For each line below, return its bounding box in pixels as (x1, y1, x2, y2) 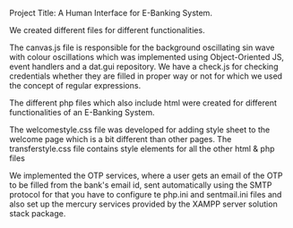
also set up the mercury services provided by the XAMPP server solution (9, 198, 278, 209)
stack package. (9, 208, 66, 218)
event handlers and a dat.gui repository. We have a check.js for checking (9, 62, 279, 72)
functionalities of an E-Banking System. (9, 107, 155, 117)
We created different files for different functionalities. (9, 25, 205, 35)
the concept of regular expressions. (9, 80, 142, 90)
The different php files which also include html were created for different (9, 97, 278, 108)
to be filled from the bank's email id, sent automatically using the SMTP (9, 180, 272, 190)
